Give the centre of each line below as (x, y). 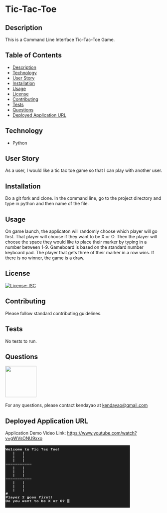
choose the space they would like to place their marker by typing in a (76, 242)
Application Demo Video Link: (36, 433)
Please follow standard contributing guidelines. (53, 313)
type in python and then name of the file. (47, 204)
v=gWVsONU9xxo (24, 439)
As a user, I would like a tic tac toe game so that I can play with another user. (84, 170)
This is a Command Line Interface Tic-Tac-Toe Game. (60, 39)
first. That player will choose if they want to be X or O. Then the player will (81, 237)
